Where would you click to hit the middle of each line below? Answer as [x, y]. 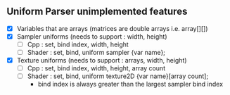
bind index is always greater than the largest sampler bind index [130, 84]
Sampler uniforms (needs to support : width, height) [92, 36]
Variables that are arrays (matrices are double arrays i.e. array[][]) [112, 28]
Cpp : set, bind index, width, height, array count [96, 68]
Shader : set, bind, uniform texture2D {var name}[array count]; [118, 76]
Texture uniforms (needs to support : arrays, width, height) [102, 61]
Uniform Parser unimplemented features [97, 12]
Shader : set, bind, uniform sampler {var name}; [96, 52]
